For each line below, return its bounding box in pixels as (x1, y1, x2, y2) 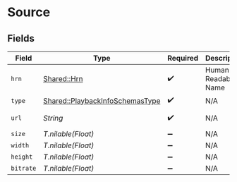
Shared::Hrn (43, 74, 83, 83)
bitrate (11, 164, 37, 172)
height (11, 153, 33, 161)
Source (7, 4, 51, 20)
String (43, 114, 63, 123)
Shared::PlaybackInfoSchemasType (43, 96, 161, 106)
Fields (7, 32, 35, 44)
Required (166, 54, 199, 63)
